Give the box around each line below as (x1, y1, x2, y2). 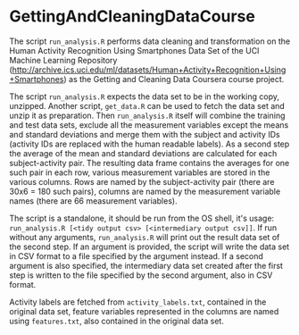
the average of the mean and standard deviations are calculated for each (9, 147, 278, 158)
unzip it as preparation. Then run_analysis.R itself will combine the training (9, 110, 286, 121)
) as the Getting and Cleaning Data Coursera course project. (63, 73, 285, 84)
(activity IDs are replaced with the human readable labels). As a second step (9, 138, 290, 149)
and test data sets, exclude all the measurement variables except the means (9, 119, 289, 130)
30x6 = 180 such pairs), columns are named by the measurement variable (9, 186, 281, 197)
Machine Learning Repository (9, 54, 118, 65)
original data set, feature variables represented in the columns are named (9, 306, 279, 316)
